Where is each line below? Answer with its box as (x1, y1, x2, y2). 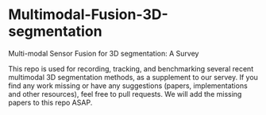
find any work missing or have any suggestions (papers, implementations (8, 81, 248, 90)
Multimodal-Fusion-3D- (8, 6, 168, 24)
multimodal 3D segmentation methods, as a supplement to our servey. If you (8, 72, 258, 82)
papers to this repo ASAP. (8, 98, 93, 107)
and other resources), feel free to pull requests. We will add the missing (8, 89, 242, 98)
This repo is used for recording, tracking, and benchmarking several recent (8, 63, 254, 73)
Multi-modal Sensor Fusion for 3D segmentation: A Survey (8, 48, 199, 58)
